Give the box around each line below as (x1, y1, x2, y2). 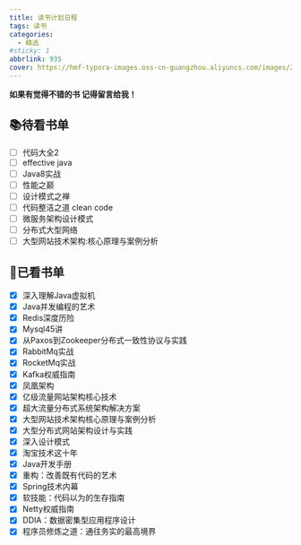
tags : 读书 (9, 22, 47, 30)
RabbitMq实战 (21, 346, 74, 357)
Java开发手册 (21, 459, 73, 469)
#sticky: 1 (9, 47, 50, 56)
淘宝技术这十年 (21, 447, 78, 458)
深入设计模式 (21, 436, 70, 446)
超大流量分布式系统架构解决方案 (21, 402, 141, 413)
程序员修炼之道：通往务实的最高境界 (21, 526, 157, 537)
